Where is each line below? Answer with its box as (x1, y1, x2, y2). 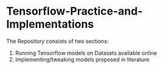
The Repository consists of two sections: (6, 37, 109, 45)
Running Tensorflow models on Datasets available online (15, 49, 157, 56)
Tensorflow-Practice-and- (6, 4, 143, 18)
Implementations (6, 17, 94, 31)
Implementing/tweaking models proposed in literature (15, 56, 150, 63)
